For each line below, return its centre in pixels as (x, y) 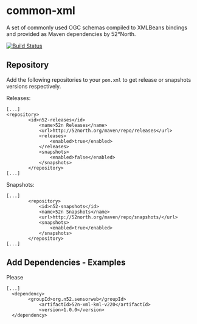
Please (15, 277)
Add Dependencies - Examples (66, 263)
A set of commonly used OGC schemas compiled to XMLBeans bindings (97, 27)
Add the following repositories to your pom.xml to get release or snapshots (99, 79)
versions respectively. (34, 86)
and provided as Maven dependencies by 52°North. (71, 34)
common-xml (41, 11)
